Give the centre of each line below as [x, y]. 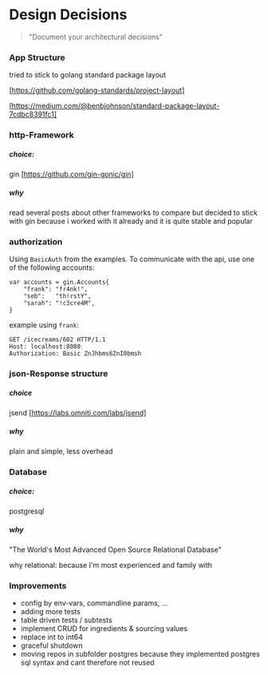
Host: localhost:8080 [45, 347]
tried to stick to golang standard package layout [88, 75]
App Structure [37, 58]
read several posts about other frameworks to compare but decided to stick [133, 212]
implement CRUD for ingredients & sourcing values [104, 629]
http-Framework [41, 135]
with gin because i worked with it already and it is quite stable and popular [131, 221]
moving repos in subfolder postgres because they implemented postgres [140, 654]
